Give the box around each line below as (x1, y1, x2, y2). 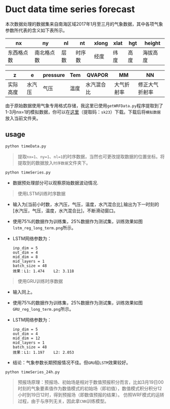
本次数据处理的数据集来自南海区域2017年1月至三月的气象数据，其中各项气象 (5, 21, 163, 27)
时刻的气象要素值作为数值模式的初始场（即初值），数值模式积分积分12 (17, 386, 162, 392)
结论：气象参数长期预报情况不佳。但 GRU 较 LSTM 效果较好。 (12, 359, 131, 365)
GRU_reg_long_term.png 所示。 (12, 306, 74, 312)
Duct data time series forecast (5, 4, 135, 15)
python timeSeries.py (5, 170, 51, 175)
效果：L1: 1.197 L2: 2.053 (12, 350, 74, 355)
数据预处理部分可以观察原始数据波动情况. (12, 180, 99, 186)
